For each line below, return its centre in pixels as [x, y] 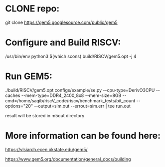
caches [13, 95]
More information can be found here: [83, 136]
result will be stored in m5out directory [45, 115]
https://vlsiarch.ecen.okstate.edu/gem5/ [47, 149]
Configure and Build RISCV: [63, 42]
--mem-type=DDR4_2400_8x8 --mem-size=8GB [71, 95]
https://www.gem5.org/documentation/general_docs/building [68, 159]
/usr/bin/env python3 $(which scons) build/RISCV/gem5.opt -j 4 [71, 56]
